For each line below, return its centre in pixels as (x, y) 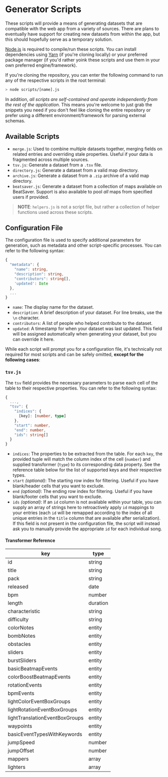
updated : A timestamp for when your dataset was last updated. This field (87, 328)
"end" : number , (30, 430)
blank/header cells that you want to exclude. (58, 486)
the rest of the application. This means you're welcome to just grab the (79, 104)
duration (98, 603)
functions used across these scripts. (55, 212)
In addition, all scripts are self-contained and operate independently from (81, 99)
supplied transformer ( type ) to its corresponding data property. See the (86, 465)
